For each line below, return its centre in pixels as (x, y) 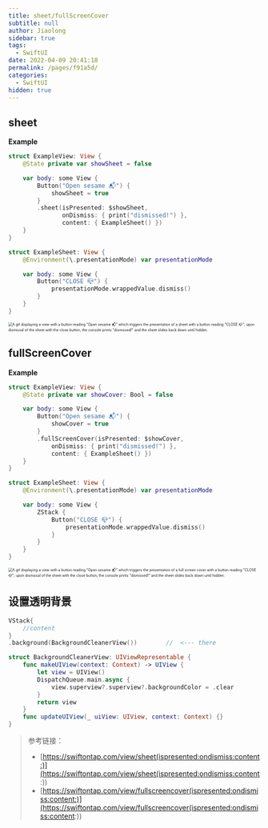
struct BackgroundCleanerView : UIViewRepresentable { (100, 658)
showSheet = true (80, 193)
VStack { (21, 621)
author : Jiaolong (37, 30)
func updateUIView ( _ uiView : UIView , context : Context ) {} (123, 717)
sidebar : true (32, 38)
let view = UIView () (71, 673)
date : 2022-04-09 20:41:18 (53, 61)
